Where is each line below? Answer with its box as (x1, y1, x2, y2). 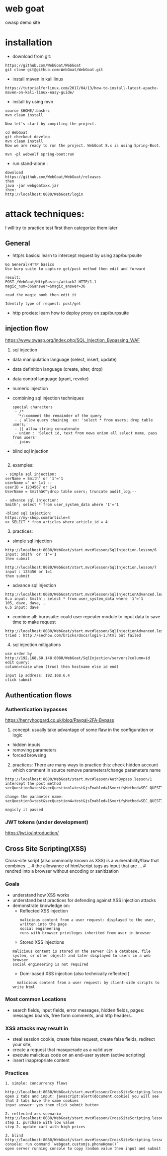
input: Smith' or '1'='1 (5, 552, 57, 557)
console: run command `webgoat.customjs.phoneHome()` (5, 1142, 119, 1147)
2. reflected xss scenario (5, 1111, 61, 1116)
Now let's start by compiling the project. (5, 121, 97, 126)
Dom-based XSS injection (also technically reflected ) (19, 970, 130, 977)
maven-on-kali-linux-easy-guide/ (5, 90, 75, 95)
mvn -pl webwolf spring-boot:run (5, 152, 75, 157)
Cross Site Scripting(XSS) (5, 844, 87, 853)
